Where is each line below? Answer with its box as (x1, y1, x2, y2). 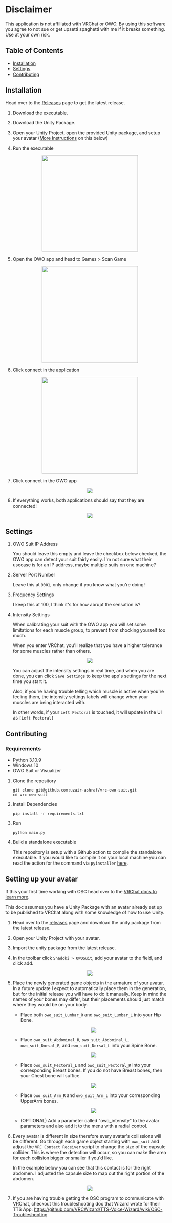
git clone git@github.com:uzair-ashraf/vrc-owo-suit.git (12, 788, 137, 793)
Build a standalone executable (12, 839, 77, 846)
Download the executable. (12, 110, 68, 116)
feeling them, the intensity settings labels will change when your (12, 694, 148, 700)
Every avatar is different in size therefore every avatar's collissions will (12, 1132, 161, 1139)
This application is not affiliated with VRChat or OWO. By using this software (5, 21, 166, 27)
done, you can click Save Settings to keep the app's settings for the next (12, 673, 167, 679)
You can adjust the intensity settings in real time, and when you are (12, 668, 155, 674)
